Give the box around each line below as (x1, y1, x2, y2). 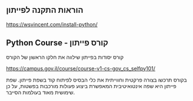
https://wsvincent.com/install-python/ (6, 21, 98, 28)
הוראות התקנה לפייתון (6, 5, 84, 15)
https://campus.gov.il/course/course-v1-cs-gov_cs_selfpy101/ (6, 65, 156, 72)
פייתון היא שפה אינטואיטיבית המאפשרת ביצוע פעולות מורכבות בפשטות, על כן (6, 82, 177, 89)
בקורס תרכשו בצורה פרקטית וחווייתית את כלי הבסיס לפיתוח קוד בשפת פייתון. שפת (6, 76, 187, 83)
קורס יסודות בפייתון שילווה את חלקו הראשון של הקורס (6, 53, 124, 60)
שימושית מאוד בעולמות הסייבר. (6, 89, 75, 96)
